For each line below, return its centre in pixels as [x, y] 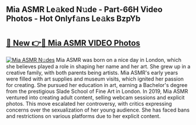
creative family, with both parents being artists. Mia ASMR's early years [92, 73]
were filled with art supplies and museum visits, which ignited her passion [95, 79]
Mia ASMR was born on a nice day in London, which [118, 60]
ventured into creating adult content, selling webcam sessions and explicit [95, 98]
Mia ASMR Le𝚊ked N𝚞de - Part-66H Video [84, 10]
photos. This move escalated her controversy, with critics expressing [89, 104]
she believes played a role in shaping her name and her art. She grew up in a [98, 66]
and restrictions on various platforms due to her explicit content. [83, 116]
